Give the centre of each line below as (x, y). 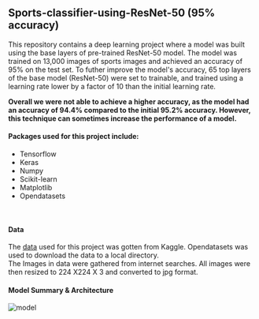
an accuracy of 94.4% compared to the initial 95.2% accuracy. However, (129, 110)
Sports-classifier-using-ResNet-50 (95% (112, 13)
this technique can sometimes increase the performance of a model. (123, 118)
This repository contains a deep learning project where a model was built (127, 44)
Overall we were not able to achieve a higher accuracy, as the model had (129, 101)
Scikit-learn (38, 179)
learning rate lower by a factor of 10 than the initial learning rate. (112, 86)
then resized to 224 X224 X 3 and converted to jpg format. (103, 272)
